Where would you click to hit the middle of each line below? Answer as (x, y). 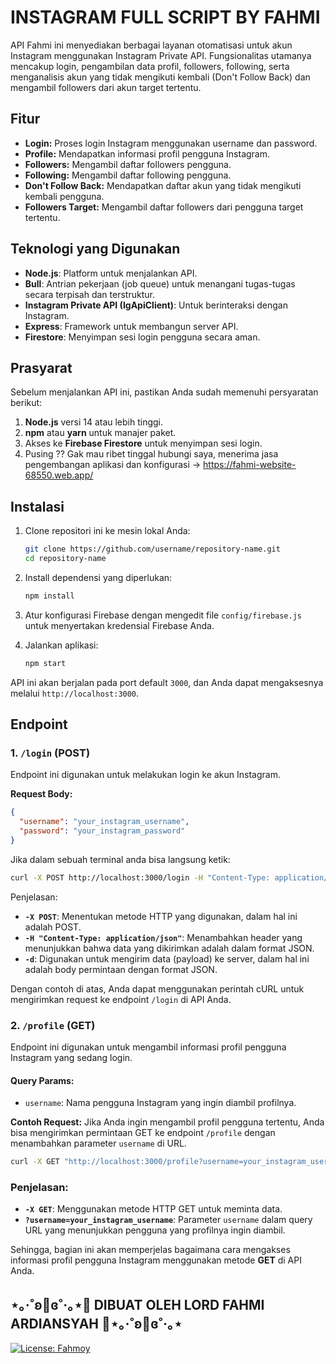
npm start (45, 663)
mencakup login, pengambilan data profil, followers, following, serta (150, 66)
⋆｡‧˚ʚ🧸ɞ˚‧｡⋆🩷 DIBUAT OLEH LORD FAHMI (137, 1304)
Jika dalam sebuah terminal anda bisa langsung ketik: (120, 859)
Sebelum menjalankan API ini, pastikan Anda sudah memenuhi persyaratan (164, 392)
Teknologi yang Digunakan (95, 249)
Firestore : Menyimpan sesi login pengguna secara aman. (142, 337)
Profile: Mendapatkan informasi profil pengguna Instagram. (147, 153)
